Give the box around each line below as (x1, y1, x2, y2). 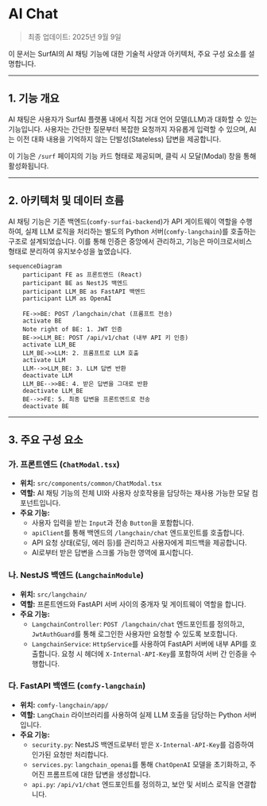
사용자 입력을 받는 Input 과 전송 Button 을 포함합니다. (31, 518, 194, 528)
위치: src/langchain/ (19, 589, 87, 599)
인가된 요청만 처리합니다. (31, 750, 109, 759)
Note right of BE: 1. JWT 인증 (22, 325, 123, 334)
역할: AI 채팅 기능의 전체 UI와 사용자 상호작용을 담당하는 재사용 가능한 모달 (19, 488, 250, 498)
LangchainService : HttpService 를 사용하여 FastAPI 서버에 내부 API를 (31, 638, 249, 648)
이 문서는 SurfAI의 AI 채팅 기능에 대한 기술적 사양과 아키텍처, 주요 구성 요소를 (8, 48, 247, 58)
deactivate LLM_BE (22, 387, 83, 395)
